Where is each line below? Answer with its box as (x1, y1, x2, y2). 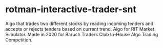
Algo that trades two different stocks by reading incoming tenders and (5, 20, 154, 27)
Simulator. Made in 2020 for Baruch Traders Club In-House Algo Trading (5, 31, 158, 37)
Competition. (5, 37, 33, 43)
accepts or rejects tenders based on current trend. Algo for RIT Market (5, 26, 155, 32)
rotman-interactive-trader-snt (5, 4, 137, 15)
